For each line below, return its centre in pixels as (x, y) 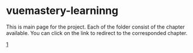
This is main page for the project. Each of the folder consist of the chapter (96, 27)
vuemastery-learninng (62, 11)
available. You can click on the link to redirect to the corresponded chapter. (97, 33)
